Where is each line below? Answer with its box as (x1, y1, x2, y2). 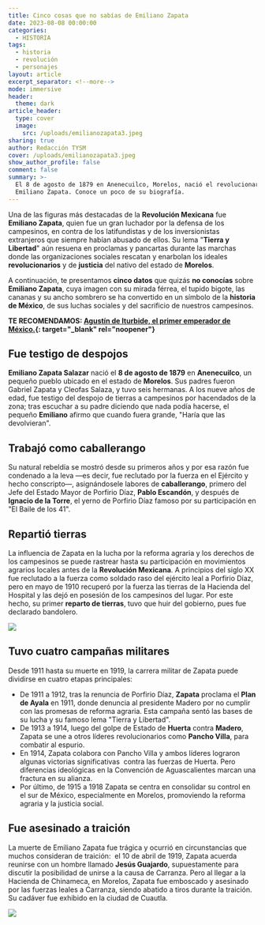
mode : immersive (8, 85, 62, 93)
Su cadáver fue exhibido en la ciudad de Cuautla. (8, 893, 168, 902)
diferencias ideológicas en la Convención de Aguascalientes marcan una (19, 765, 256, 775)
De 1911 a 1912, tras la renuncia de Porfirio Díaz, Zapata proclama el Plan (19, 689, 256, 699)
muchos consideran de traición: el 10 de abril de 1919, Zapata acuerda (8, 851, 237, 860)
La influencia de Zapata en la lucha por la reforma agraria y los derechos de (8, 549, 255, 558)
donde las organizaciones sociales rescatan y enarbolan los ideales (8, 251, 228, 261)
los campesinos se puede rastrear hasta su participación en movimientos (8, 557, 246, 566)
